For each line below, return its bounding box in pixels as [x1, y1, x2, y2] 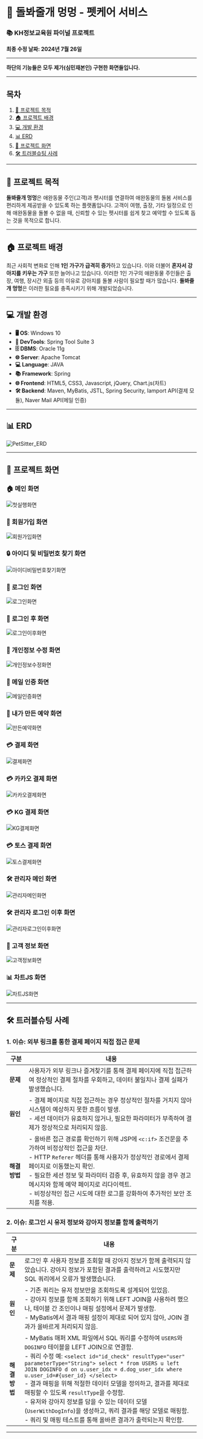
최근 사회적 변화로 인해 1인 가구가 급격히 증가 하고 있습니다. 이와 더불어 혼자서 [6, 261, 187, 269]
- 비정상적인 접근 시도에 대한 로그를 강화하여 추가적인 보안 [28, 1190, 185, 1198]
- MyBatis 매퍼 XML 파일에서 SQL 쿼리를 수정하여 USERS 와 [24, 1333, 183, 1342]
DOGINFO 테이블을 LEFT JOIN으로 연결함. [24, 1343, 134, 1351]
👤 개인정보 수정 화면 [6, 646, 60, 655]
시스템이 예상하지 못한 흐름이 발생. [28, 1105, 121, 1114]
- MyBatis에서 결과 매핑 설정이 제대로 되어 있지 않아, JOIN [24, 1313, 182, 1321]
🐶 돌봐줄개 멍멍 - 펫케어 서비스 [6, 5, 148, 19]
